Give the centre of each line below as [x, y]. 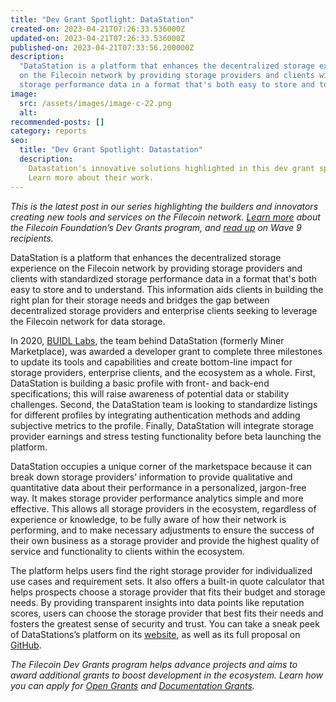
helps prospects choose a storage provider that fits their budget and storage [168, 592]
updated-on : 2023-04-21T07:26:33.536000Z [98, 38]
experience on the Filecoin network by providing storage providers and [156, 268]
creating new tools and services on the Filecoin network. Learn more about [165, 217]
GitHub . [26, 645]
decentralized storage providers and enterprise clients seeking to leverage [164, 310]
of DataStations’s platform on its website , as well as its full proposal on [155, 634]
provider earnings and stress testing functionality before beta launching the [166, 436]
